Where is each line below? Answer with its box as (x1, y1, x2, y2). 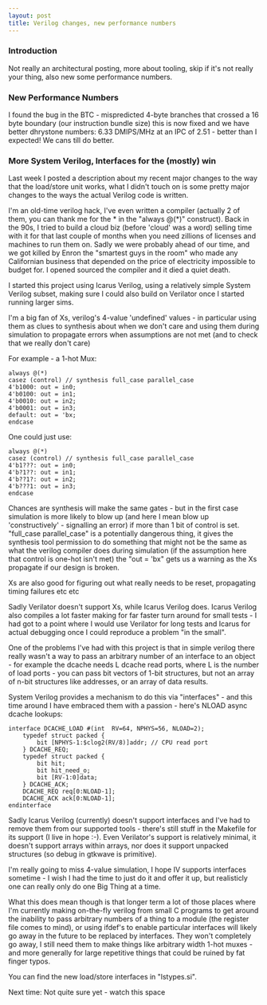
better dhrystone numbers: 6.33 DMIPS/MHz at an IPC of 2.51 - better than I (8, 127, 257, 136)
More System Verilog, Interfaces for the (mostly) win (8, 156, 217, 167)
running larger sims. (8, 298, 74, 307)
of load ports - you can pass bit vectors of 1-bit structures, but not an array (8, 668, 255, 678)
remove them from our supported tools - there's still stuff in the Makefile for (8, 824, 257, 834)
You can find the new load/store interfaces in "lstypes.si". (8, 972, 197, 982)
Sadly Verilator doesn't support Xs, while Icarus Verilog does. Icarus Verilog (8, 602, 257, 612)
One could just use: (8, 432, 73, 442)
